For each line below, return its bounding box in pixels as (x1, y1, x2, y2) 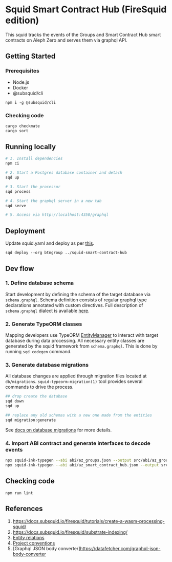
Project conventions (12, 540, 55, 546)
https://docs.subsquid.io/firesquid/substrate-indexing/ (12, 529, 128, 535)
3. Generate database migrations (5, 361, 89, 369)
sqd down (5, 398, 24, 404)
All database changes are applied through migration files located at (5, 373, 147, 379)
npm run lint (5, 490, 33, 496)
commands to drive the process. (5, 384, 74, 390)
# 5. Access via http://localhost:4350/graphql (5, 212, 109, 217)
